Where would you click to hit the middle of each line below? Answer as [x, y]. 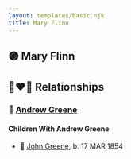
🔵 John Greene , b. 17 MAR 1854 [71, 146]
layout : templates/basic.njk [56, 16]
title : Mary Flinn [39, 23]
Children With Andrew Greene [59, 129]
